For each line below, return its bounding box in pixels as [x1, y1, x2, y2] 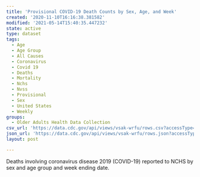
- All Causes [11, 53, 44, 59]
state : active [6, 25, 42, 32]
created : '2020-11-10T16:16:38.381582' [6, 14, 105, 20]
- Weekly [11, 108, 33, 114]
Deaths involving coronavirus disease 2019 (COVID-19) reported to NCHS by [6, 157, 193, 164]
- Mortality [11, 75, 42, 81]
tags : [6, 36, 20, 42]
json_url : [6, 131, 31, 137]
